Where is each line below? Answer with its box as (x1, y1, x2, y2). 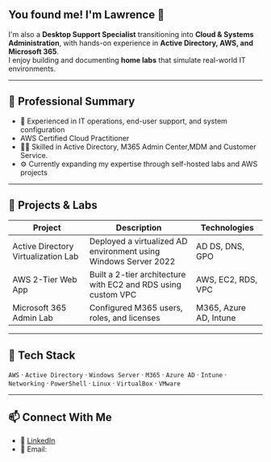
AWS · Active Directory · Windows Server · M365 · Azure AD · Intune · (8, 370, 227, 380)
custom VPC (89, 289, 137, 301)
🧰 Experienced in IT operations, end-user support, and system (19, 116, 228, 126)
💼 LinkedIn (19, 436, 56, 446)
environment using (89, 246, 161, 257)
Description (115, 223, 162, 234)
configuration (19, 124, 65, 134)
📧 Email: (19, 444, 48, 454)
